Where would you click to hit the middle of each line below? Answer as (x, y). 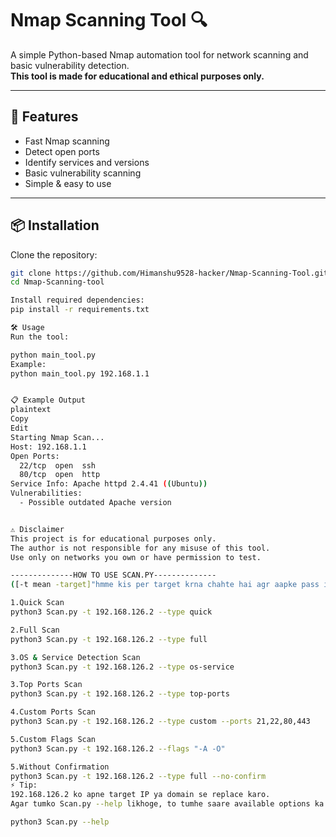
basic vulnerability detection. (70, 65)
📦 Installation (55, 225)
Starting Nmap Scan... (57, 437)
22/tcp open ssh (58, 465)
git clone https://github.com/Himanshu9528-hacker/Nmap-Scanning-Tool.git (169, 273)
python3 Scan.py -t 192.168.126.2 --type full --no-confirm (138, 776)
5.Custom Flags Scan (53, 739)
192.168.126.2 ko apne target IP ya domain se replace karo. (140, 795)
